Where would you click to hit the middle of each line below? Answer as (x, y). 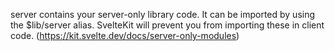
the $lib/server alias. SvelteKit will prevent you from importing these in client (167, 25)
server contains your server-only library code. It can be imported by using (163, 14)
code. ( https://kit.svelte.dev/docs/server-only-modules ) (125, 35)
